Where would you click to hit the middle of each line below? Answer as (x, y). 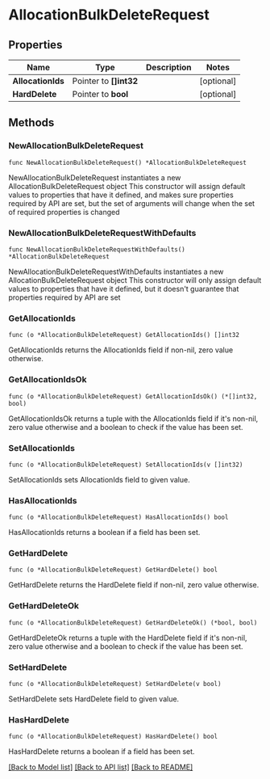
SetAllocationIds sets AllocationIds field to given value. (100, 479)
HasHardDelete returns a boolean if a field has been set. (102, 752)
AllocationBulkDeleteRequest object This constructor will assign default (127, 186)
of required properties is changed (64, 212)
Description (168, 67)
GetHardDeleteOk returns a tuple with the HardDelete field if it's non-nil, (128, 638)
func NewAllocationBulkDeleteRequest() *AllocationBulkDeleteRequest (128, 162)
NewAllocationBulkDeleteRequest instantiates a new (95, 177)
